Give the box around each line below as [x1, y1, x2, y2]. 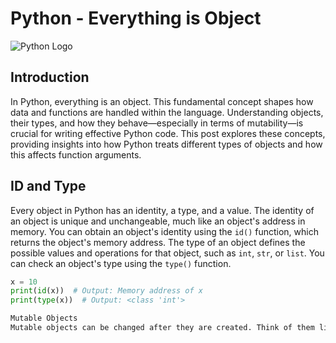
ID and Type [10, 178, 87, 195]
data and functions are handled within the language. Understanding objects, [10, 106, 324, 118]
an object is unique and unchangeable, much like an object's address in [10, 215, 306, 227]
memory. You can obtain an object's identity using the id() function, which [10, 225, 319, 237]
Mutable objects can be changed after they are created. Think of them [10, 323, 315, 333]
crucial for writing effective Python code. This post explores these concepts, [10, 127, 326, 139]
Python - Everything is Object [10, 7, 262, 30]
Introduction [10, 69, 90, 86]
